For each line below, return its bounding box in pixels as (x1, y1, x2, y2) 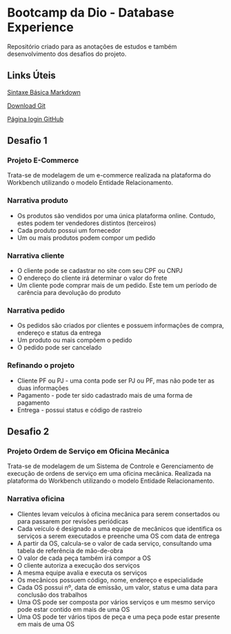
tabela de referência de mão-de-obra (17, 546, 123, 555)
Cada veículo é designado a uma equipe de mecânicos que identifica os (17, 524, 222, 532)
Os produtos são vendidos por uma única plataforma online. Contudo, (17, 211, 216, 220)
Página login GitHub (7, 115, 64, 123)
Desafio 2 (7, 426, 50, 438)
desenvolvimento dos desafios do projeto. (7, 50, 127, 58)
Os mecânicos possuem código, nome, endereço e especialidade (17, 575, 203, 584)
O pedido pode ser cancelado (17, 343, 102, 352)
